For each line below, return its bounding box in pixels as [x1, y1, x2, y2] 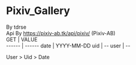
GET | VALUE [6, 36, 38, 43]
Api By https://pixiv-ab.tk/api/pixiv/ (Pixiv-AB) [6, 29, 116, 36]
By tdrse [6, 23, 26, 30]
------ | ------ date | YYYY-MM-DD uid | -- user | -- [6, 42, 131, 49]
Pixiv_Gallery [6, 4, 70, 18]
